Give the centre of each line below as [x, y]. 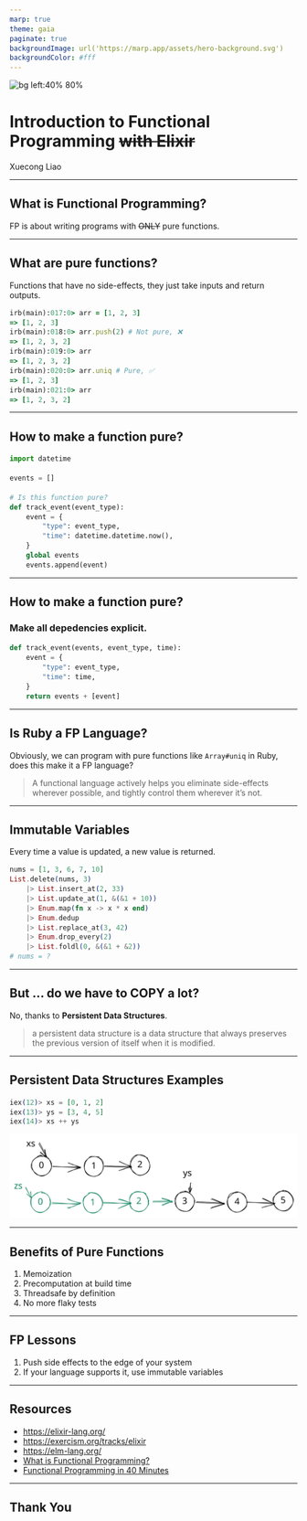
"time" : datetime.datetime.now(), [108, 536]
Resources [41, 1409]
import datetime [40, 459]
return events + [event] [73, 696]
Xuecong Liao [36, 167]
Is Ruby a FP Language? [79, 734]
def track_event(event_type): [67, 507]
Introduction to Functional [110, 122]
